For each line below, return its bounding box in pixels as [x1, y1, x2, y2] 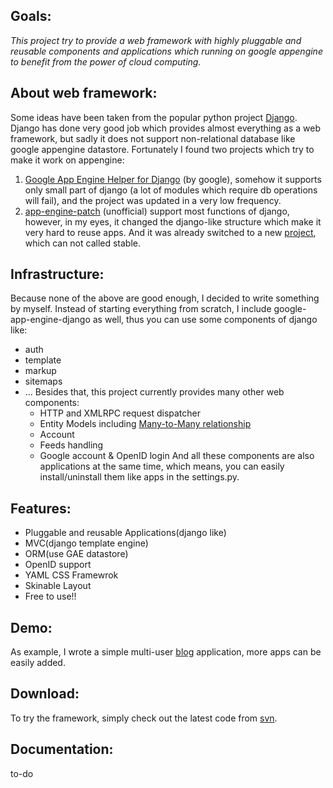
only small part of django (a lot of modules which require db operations [24, 184, 318, 196]
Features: [10, 500, 72, 517]
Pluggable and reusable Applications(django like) [24, 527, 227, 539]
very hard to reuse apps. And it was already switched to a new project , [24, 226, 317, 238]
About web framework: [10, 85, 158, 102]
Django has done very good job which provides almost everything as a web [10, 122, 321, 134]
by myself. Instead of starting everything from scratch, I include [10, 303, 272, 315]
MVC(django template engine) [24, 537, 149, 549]
